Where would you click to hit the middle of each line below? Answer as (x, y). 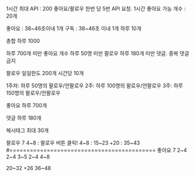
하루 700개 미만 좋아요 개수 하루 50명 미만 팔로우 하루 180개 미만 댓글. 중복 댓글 (98, 53)
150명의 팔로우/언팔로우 (33, 93)
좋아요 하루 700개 (26, 105)
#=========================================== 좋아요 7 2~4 (97, 150)
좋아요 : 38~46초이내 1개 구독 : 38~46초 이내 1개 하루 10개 (74, 28)
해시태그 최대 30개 (27, 130)
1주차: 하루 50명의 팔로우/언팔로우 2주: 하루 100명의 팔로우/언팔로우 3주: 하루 (95, 86)
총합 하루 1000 (23, 41)
